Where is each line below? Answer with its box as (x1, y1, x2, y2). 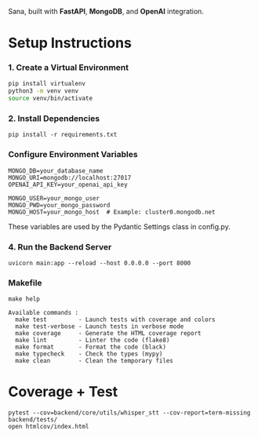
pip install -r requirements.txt (8, 131, 118, 139)
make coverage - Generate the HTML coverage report (15, 330, 202, 338)
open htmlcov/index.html (8, 423, 89, 431)
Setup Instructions (8, 35, 132, 52)
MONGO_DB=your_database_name (8, 166, 104, 175)
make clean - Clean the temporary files (15, 357, 174, 365)
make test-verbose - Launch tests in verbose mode (15, 323, 184, 330)
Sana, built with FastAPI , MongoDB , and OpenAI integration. (8, 7, 204, 16)
